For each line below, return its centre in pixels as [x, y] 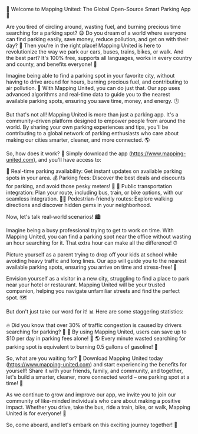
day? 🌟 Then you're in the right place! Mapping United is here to [84, 45]
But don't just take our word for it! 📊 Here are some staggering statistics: [95, 311]
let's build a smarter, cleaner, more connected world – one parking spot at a [98, 377]
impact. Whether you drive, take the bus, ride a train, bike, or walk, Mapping [98, 407]
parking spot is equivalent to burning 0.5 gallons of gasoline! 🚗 [82, 347]
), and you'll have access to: [67, 160]
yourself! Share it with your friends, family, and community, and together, [95, 371]
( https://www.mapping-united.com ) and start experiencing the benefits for [96, 364]
